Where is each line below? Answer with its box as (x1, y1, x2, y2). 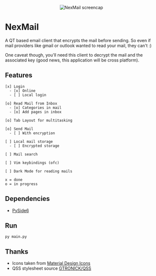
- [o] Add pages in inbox (9, 109, 62, 114)
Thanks (5, 247, 29, 256)
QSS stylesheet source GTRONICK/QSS (12, 265, 92, 271)
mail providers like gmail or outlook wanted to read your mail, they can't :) (5, 43, 152, 48)
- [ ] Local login (9, 92, 47, 97)
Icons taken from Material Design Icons (12, 261, 91, 266)
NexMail (5, 22, 39, 32)
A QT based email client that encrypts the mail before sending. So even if (5, 37, 151, 43)
